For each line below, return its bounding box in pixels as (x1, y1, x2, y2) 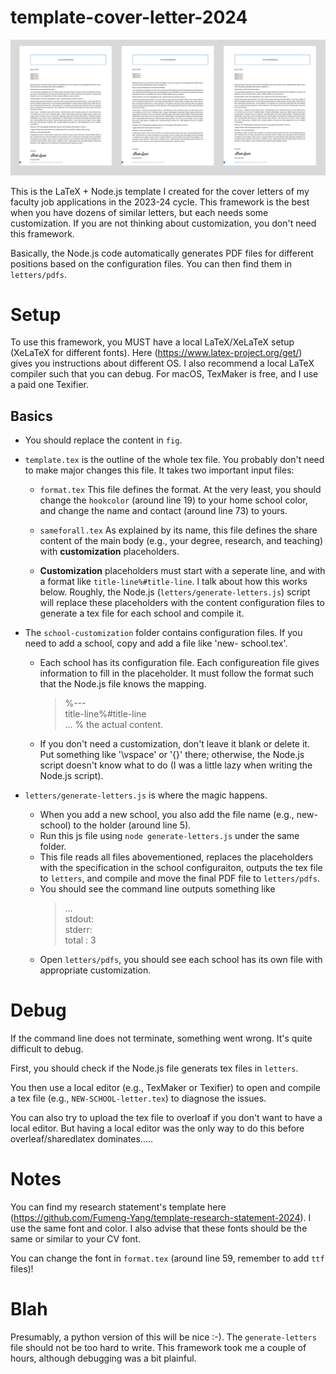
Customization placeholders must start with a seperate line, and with (39, 565, 326, 577)
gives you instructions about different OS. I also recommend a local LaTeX (10, 357, 315, 370)
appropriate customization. (39, 964, 152, 976)
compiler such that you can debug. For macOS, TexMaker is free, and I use (10, 368, 319, 380)
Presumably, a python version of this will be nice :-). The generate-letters (10, 1331, 317, 1343)
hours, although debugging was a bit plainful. (10, 1352, 197, 1365)
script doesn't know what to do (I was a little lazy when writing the (39, 759, 313, 771)
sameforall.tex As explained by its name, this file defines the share (39, 524, 318, 536)
